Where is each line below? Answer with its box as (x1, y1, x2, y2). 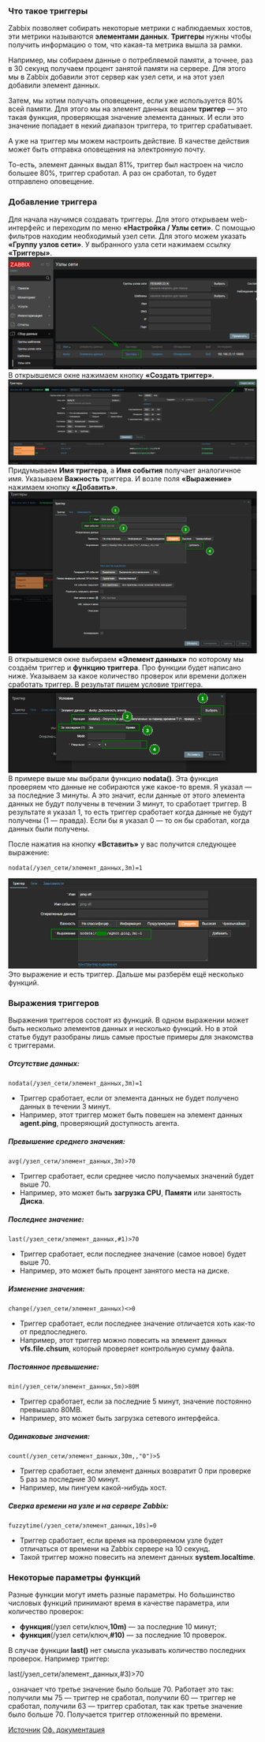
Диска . (19, 1197, 45, 1206)
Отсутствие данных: (8, 1059, 80, 1068)
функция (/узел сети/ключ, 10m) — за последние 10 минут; (19, 1622, 217, 1632)
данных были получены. (8, 824, 90, 834)
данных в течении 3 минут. (19, 1102, 111, 1112)
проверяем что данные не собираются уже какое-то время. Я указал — (8, 783, 252, 792)
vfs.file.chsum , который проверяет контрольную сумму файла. (19, 1344, 235, 1354)
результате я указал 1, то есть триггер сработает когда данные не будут (8, 807, 252, 817)
